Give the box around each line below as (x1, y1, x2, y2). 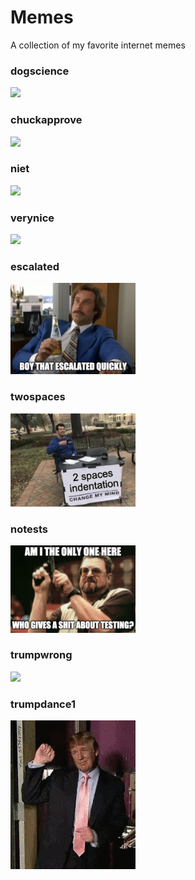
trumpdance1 (10, 697, 76, 711)
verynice (10, 211, 55, 225)
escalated (10, 260, 60, 274)
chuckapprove (10, 113, 83, 127)
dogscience (10, 64, 70, 78)
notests (10, 522, 48, 536)
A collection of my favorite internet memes (10, 39, 186, 51)
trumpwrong (10, 648, 73, 662)
